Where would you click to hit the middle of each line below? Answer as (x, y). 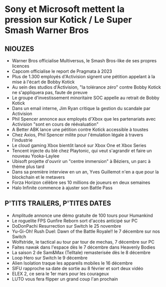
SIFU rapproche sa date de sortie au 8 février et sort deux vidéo (78, 268)
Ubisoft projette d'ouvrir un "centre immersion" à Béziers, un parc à (81, 161)
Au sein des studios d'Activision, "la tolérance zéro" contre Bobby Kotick (86, 87)
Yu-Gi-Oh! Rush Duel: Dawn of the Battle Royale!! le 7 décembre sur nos (86, 231)
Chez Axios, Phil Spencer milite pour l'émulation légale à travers (78, 135)
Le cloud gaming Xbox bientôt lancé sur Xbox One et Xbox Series (79, 145)
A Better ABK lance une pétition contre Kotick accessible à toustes (80, 130)
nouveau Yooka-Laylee (36, 156)
